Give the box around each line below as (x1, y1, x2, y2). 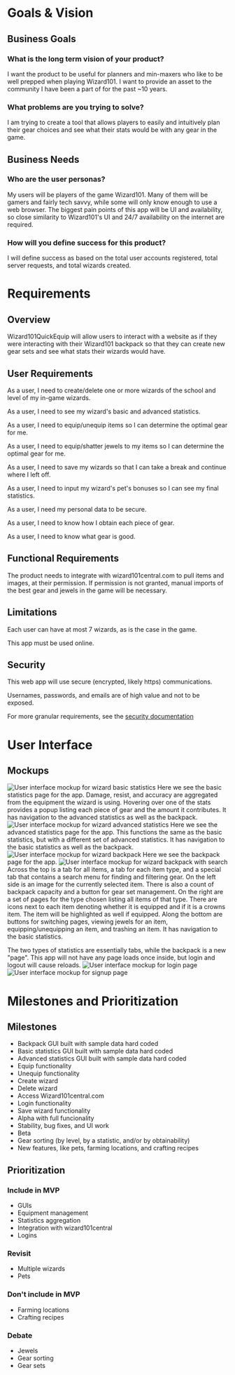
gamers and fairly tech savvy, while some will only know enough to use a (7, 198, 218, 206)
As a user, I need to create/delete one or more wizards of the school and (7, 386, 216, 394)
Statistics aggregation (17, 1216, 81, 1225)
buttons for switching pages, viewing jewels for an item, (7, 917, 168, 926)
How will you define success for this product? (7, 237, 166, 247)
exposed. (7, 698, 34, 707)
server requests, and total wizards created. (7, 261, 131, 270)
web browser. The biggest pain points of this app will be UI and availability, (7, 205, 223, 213)
